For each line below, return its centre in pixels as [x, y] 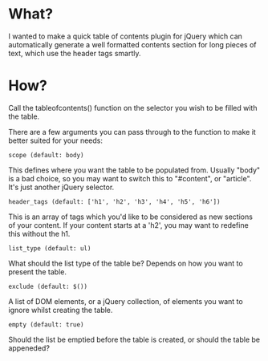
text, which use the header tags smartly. [75, 53]
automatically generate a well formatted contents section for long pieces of [132, 44]
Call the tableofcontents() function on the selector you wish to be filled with [133, 107]
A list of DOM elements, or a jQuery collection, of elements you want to [126, 301]
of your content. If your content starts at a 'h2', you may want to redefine [128, 225]
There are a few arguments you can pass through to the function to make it [132, 132]
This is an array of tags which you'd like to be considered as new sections [130, 217]
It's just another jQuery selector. [61, 187]
